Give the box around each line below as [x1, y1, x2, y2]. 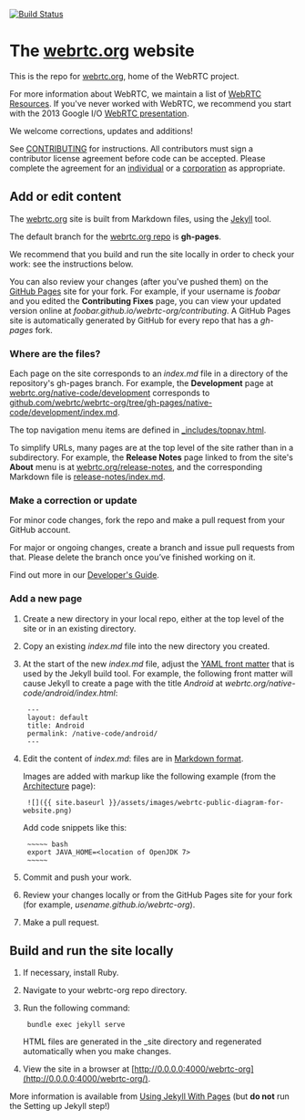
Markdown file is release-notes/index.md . [9, 471, 166, 483]
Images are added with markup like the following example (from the [22, 770, 276, 781]
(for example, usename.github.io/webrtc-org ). [22, 899, 196, 910]
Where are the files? [9, 347, 101, 360]
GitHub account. [9, 525, 71, 536]
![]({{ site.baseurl [26, 798, 105, 807]
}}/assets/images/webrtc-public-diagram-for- [108, 798, 284, 807]
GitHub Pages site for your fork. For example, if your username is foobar [9, 286, 280, 297]
